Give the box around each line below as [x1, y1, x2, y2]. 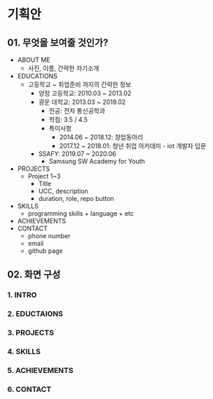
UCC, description [38, 187, 89, 195]
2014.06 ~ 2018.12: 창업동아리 [59, 133, 144, 141]
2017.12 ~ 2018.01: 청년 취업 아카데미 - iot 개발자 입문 [59, 142, 207, 150]
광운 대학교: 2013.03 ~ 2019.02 [38, 98, 126, 106]
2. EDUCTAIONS [7, 309, 64, 319]
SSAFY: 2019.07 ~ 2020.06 [38, 150, 117, 158]
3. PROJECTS [7, 328, 55, 338]
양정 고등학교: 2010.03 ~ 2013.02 [38, 89, 132, 97]
